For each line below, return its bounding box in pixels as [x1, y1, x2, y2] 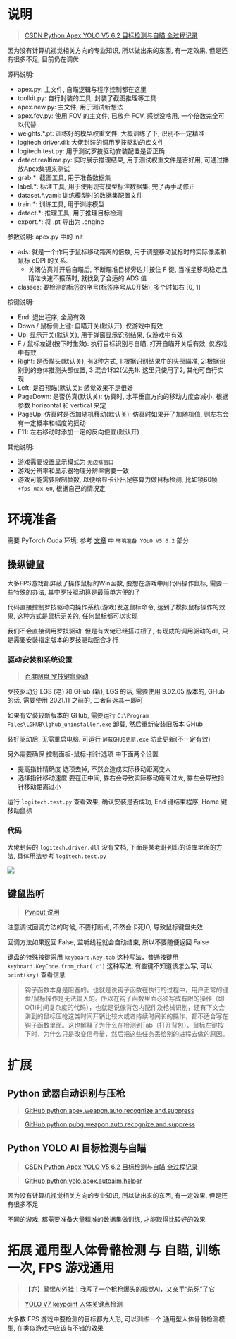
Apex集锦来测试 [23, 164, 70, 173]
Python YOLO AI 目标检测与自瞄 [7, 1142, 147, 1155]
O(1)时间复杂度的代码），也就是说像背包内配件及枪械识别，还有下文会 [24, 1004, 225, 1012]
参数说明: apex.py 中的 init [7, 232, 83, 241]
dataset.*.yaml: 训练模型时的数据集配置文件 [17, 191, 143, 199]
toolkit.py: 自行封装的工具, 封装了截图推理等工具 [17, 93, 157, 102]
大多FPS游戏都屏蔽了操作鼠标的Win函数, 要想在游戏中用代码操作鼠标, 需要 [7, 578, 223, 587]
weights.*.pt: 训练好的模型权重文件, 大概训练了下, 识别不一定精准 [17, 129, 205, 138]
